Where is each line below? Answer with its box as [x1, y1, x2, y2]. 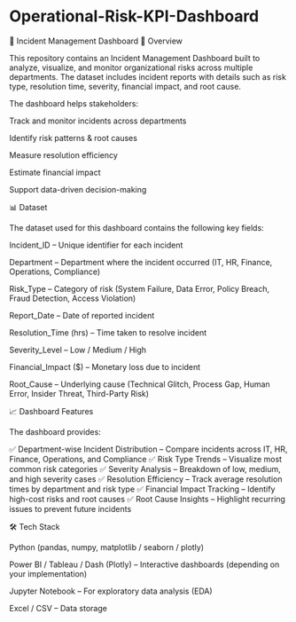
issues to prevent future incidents [9, 503, 132, 514]
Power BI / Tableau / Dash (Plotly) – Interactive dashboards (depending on [9, 559, 280, 570]
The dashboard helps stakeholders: [9, 98, 139, 108]
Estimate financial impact [9, 167, 101, 177]
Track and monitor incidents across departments [9, 115, 187, 126]
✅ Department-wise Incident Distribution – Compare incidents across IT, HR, [9, 444, 288, 454]
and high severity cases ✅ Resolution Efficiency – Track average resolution [9, 473, 283, 484]
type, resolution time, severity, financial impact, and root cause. [9, 81, 242, 91]
